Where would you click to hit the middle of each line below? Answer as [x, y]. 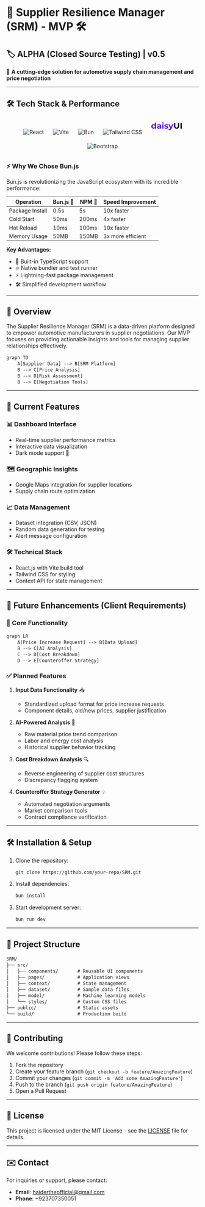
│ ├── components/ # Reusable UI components [75, 971]
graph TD [17, 358]
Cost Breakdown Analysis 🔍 [52, 759]
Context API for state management [59, 581]
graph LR [17, 636]
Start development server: [48, 908]
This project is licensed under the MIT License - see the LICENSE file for [97, 1130]
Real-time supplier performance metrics [65, 440]
